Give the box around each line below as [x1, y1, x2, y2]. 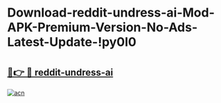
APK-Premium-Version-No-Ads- [7, 19, 198, 35]
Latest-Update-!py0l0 [7, 35, 136, 50]
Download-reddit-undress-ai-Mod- [7, 5, 215, 21]
